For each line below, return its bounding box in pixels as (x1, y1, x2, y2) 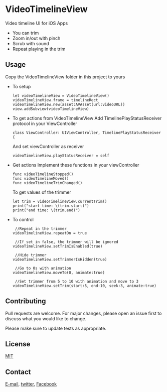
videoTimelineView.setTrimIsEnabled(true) (12, 243, 103, 249)
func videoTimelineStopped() (12, 172, 74, 177)
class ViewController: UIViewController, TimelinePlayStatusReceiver (12, 130, 161, 135)
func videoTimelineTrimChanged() (12, 180, 83, 185)
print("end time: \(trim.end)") (12, 207, 80, 213)
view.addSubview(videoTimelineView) (12, 106, 89, 111)
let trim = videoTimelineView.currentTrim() (12, 199, 107, 204)
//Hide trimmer (15, 252, 47, 257)
